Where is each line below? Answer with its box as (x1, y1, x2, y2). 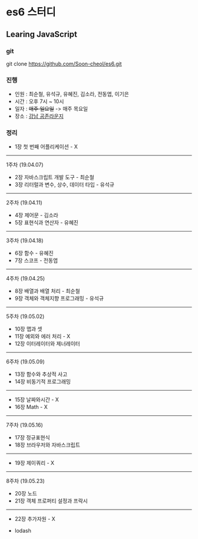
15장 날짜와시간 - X (14, 396, 59, 404)
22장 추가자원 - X (14, 515, 56, 523)
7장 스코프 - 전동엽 (14, 257, 58, 264)
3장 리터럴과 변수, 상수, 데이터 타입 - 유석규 (14, 181, 115, 189)
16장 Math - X (14, 404, 48, 411)
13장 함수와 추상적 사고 (14, 371, 68, 378)
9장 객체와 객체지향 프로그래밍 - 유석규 (14, 295, 104, 302)
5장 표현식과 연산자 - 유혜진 (14, 219, 78, 226)
